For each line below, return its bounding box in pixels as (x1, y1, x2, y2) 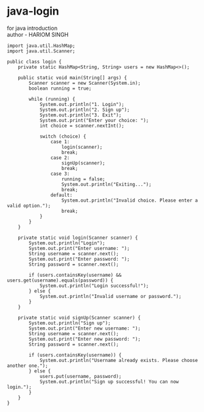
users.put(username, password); (39, 373, 122, 379)
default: (50, 192, 72, 198)
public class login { (7, 59, 62, 65)
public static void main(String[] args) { (18, 74, 127, 80)
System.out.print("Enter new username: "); (29, 325, 141, 332)
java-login (7, 4, 60, 18)
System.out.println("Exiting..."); (61, 181, 152, 187)
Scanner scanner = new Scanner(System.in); (29, 80, 141, 86)
